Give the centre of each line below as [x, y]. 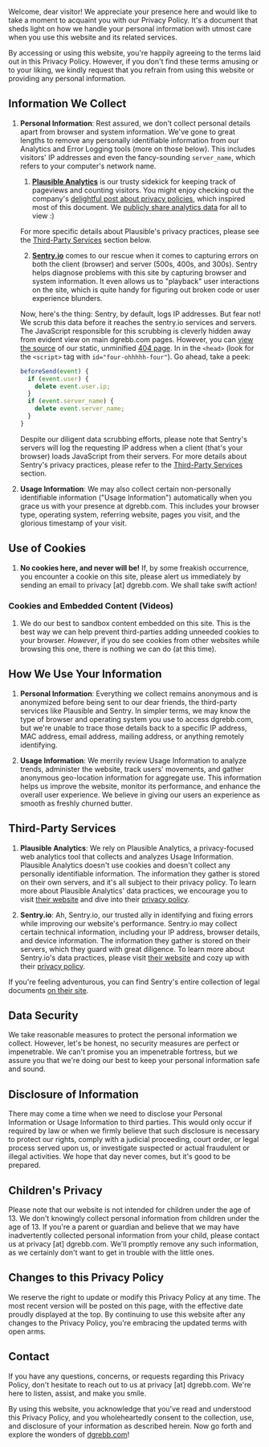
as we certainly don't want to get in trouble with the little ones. [111, 1252]
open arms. [27, 1331]
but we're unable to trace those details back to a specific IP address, [133, 728]
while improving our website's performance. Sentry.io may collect [128, 923]
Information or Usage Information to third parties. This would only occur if [130, 1123]
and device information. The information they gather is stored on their [135, 940]
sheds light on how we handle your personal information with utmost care [130, 29]
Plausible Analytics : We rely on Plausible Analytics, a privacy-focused [137, 847]
